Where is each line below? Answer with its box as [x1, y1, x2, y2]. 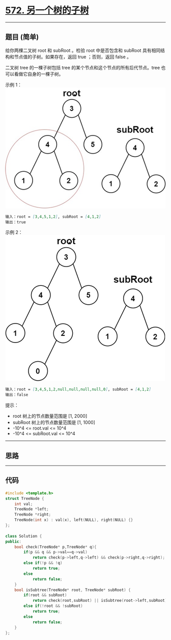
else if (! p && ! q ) [23, 561, 63, 566]
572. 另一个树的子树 [5, 5, 89, 16]
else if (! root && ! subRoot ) [23, 603, 83, 609]
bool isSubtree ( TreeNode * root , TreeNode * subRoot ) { [14, 587, 131, 593]
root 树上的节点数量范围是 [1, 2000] [12, 413, 88, 419]
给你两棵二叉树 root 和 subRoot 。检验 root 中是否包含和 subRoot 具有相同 [5, 47, 161, 54]
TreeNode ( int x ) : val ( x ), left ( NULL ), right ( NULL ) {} [14, 518, 133, 523]
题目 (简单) [5, 33, 39, 41]
